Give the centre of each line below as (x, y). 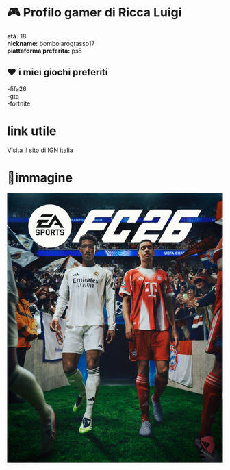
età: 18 (17, 36)
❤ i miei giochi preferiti (57, 72)
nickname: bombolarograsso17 (51, 43)
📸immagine (40, 177)
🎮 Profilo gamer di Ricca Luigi (94, 13)
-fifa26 (17, 88)
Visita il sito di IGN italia (40, 150)
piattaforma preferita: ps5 (44, 51)
